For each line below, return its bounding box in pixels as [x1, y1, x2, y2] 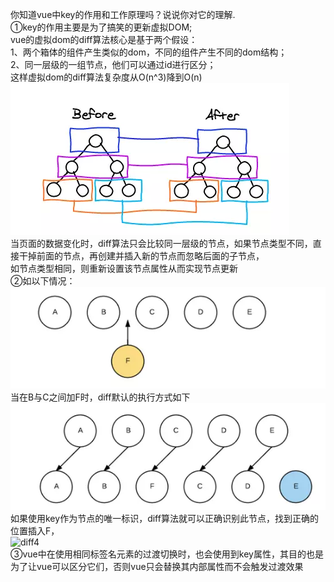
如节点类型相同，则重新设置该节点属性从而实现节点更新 [10, 263, 238, 274]
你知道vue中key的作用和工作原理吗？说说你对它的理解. [10, 9, 236, 20]
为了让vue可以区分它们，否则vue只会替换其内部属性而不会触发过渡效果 [10, 560, 304, 572]
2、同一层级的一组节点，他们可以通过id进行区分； [10, 59, 217, 70]
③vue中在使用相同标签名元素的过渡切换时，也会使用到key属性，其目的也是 [10, 548, 324, 560]
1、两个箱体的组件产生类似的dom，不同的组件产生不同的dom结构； [10, 46, 288, 58]
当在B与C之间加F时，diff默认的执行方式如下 [10, 391, 191, 403]
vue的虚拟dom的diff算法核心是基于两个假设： [10, 34, 198, 45]
